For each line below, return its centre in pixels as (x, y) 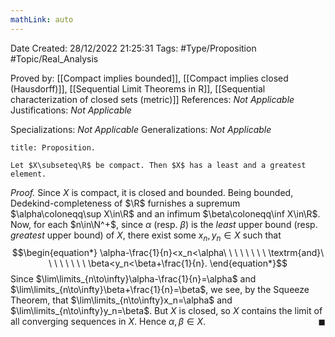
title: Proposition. (53, 147)
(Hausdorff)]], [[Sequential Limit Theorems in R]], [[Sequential (138, 88)
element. (28, 174)
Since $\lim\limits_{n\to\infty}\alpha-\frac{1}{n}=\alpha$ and (133, 279)
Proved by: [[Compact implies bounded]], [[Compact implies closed (149, 78)
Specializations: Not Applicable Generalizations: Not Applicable (141, 129)
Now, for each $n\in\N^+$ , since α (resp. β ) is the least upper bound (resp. (164, 224)
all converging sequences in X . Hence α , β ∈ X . (108, 322)
